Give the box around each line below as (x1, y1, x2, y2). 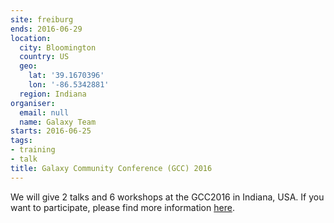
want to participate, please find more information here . (10, 201, 235, 213)
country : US (19, 52, 70, 62)
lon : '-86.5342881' (28, 80, 110, 90)
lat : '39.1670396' (28, 71, 105, 81)
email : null (19, 107, 70, 118)
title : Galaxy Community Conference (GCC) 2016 (10, 163, 213, 173)
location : (10, 33, 52, 43)
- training (10, 145, 56, 155)
